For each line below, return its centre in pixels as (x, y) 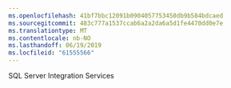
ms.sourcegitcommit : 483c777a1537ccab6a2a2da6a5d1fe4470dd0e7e (116, 23)
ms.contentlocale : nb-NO (50, 38)
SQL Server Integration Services (61, 76)
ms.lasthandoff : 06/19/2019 (55, 46)
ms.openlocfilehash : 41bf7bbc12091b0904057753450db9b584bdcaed (116, 16)
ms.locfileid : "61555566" (51, 53)
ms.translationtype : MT (48, 30)
